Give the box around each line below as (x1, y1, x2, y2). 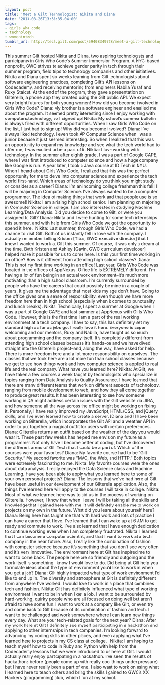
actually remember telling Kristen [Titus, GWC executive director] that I (5, 236, 148, 241)
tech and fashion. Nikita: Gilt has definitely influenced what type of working (5, 586, 158, 592)
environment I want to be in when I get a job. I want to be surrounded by (5, 591, 151, 596)
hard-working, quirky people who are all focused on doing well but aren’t (5, 596, 153, 602)
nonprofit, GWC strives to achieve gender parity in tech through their (5, 63, 144, 69)
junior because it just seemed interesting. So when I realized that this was (5, 136, 154, 142)
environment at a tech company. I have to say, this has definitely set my (5, 319, 150, 325)
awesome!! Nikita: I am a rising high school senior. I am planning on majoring (5, 199, 160, 205)
